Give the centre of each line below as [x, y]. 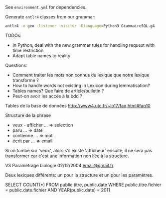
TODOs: [13, 35]
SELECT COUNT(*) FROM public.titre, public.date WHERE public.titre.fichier [83, 185]
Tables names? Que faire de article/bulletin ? [58, 91]
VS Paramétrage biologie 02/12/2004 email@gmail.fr [59, 165]
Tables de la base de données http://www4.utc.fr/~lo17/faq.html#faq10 [78, 105]
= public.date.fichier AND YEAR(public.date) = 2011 [58, 190]
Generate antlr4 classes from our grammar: [50, 17]
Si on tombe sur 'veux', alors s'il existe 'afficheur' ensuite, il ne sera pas [79, 150]
